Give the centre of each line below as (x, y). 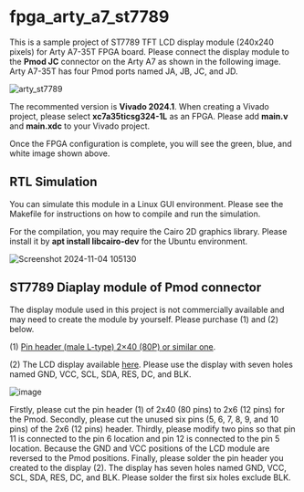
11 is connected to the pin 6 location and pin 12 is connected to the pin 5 (145, 438)
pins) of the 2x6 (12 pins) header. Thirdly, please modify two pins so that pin (152, 429)
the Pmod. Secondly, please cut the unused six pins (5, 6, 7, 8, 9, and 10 (144, 419)
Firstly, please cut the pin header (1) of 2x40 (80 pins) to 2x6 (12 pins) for (147, 409)
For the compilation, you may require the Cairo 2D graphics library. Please (148, 231)
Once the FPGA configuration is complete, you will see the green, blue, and (151, 143)
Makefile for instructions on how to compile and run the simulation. (135, 214)
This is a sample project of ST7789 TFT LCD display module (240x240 (142, 42)
